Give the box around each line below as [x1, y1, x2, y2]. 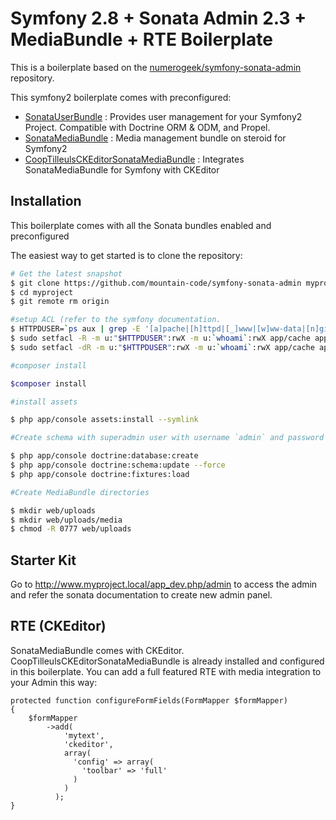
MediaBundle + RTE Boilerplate [10, 28, 273, 51]
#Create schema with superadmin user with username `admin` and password [10, 433, 325, 443]
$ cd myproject [10, 287, 74, 297]
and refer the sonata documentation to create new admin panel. [10, 589, 273, 601]
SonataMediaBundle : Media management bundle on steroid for [24, 132, 287, 144]
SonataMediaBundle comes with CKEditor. [10, 644, 185, 656]
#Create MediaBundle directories [10, 487, 150, 497]
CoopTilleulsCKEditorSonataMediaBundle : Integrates [24, 153, 245, 165]
